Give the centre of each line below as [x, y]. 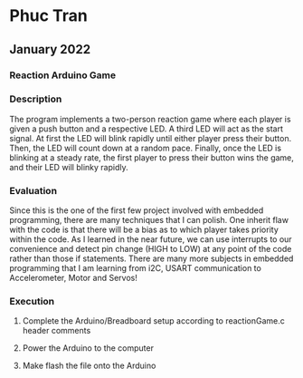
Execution [32, 302]
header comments [57, 331]
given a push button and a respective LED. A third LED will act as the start [146, 129]
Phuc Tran [48, 16]
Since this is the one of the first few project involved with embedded [137, 210]
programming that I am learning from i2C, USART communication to [136, 268]
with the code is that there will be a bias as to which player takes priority [144, 230]
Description [36, 99]
